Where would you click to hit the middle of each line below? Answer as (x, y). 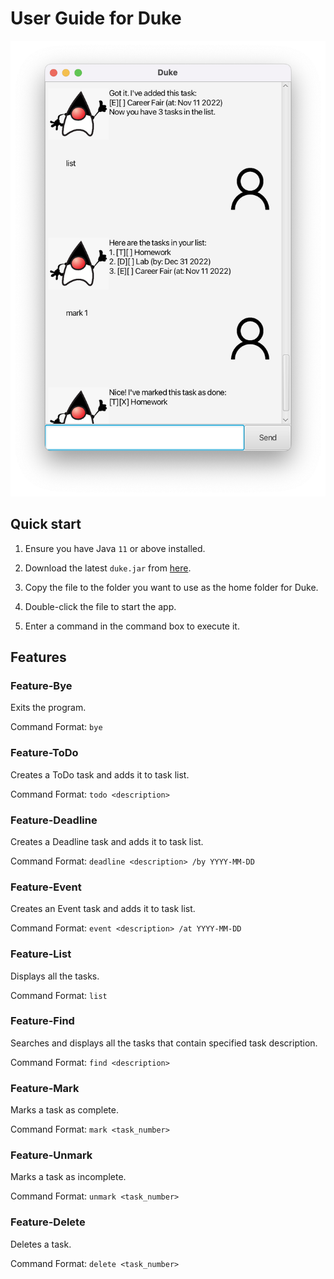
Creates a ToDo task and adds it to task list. (100, 774)
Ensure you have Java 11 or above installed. (115, 548)
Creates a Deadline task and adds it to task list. (107, 841)
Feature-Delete (48, 1222)
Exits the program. (48, 708)
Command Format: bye (56, 727)
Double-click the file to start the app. (100, 606)
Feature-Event (46, 887)
